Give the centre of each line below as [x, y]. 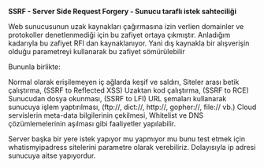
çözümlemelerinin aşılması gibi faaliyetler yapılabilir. [92, 124]
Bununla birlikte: [35, 67]
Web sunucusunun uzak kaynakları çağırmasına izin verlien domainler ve [126, 26]
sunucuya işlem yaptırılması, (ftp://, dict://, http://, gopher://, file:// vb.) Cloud [132, 107]
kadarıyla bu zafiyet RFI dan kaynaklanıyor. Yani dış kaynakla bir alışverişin [129, 43]
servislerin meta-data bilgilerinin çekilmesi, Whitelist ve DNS [106, 115]
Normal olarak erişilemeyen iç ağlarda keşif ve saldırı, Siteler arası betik [124, 82]
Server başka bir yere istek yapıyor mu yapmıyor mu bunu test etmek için [127, 139]
